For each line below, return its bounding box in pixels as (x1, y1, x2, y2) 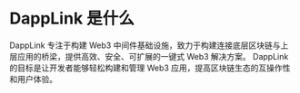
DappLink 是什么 (9, 8, 135, 29)
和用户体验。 (9, 73, 57, 84)
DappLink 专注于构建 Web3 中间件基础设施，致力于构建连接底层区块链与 (9, 40, 281, 51)
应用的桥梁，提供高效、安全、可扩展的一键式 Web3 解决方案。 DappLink (16, 51, 289, 61)
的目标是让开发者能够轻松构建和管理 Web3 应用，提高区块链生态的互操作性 (9, 62, 291, 73)
